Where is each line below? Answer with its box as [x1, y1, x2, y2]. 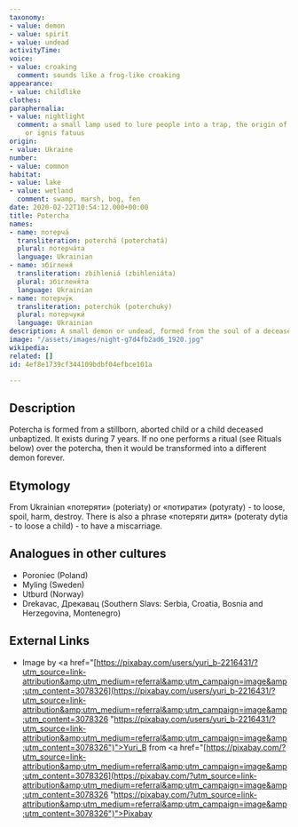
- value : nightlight [9, 112, 86, 121]
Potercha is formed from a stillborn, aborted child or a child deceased [9, 424, 263, 435]
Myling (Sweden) [21, 579, 85, 590]
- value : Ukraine [9, 145, 74, 154]
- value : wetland [9, 187, 74, 195]
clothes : [9, 95, 42, 105]
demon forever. [9, 452, 65, 463]
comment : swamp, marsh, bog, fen [17, 195, 141, 204]
